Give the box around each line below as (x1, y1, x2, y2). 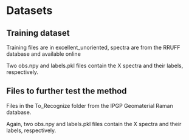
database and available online (6, 50, 81, 58)
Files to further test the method (6, 86, 127, 96)
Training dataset (6, 28, 70, 38)
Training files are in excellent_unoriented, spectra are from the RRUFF (6, 44, 180, 51)
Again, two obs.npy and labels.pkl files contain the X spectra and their (6, 120, 182, 127)
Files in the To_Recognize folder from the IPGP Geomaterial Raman (6, 102, 173, 109)
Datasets (6, 4, 53, 18)
